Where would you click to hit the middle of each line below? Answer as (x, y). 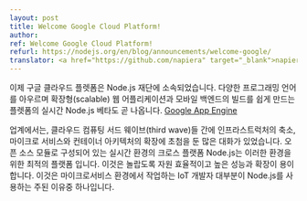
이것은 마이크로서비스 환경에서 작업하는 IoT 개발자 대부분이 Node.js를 (160, 175)
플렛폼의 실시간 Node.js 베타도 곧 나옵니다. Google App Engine (123, 110)
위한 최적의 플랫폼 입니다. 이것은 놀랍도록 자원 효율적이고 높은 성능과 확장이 (143, 164)
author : (24, 35)
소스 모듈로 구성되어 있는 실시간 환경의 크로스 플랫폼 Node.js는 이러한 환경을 (155, 153)
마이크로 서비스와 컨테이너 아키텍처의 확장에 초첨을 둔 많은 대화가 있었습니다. (146, 141)
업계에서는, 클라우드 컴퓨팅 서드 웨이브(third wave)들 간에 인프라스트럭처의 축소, (153, 130)
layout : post (34, 18)
